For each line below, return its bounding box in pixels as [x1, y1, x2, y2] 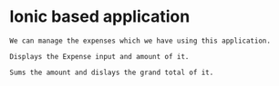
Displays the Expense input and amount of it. [9, 52, 190, 61]
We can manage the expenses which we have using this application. [9, 36, 272, 45]
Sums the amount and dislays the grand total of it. [9, 68, 214, 77]
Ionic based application [9, 6, 191, 27]
